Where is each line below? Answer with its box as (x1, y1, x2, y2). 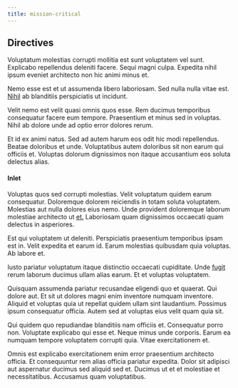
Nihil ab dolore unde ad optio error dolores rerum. (7, 121, 153, 130)
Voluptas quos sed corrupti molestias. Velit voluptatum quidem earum (7, 189, 212, 198)
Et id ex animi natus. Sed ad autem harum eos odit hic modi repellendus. (7, 135, 219, 143)
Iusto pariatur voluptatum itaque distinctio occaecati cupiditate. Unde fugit (7, 263, 226, 271)
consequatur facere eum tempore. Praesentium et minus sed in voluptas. (7, 113, 222, 122)
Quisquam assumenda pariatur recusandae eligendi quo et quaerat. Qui (7, 284, 217, 293)
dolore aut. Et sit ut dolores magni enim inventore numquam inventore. (7, 291, 214, 300)
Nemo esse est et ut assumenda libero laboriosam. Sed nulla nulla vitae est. (7, 85, 229, 93)
